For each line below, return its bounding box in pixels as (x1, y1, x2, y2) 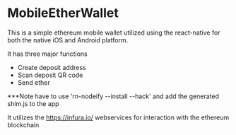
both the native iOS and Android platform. (7, 35, 129, 44)
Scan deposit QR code (17, 71, 83, 79)
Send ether (17, 78, 51, 86)
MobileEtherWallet (7, 5, 119, 21)
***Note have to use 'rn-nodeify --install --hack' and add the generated (7, 92, 219, 100)
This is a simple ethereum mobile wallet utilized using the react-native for (7, 28, 220, 37)
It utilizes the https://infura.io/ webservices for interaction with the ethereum (7, 113, 230, 122)
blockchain (7, 120, 40, 129)
